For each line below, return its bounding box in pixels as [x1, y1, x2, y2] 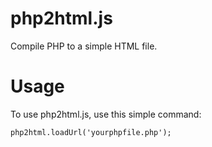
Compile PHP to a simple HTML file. [10, 40, 158, 52]
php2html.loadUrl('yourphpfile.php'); [10, 127, 172, 137]
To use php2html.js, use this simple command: [10, 108, 202, 120]
